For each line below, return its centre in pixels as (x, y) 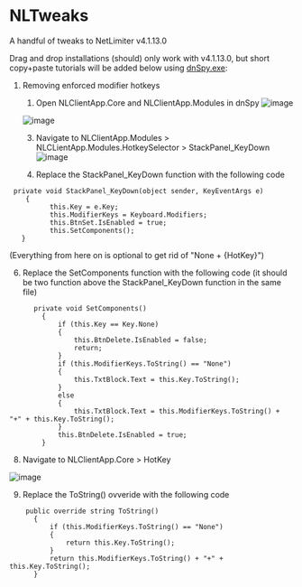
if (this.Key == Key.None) (108, 324)
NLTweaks (49, 16)
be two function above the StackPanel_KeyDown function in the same (152, 282)
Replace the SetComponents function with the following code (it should (155, 273)
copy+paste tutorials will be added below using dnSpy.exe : (119, 68)
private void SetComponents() (90, 308)
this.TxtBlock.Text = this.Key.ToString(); (157, 379)
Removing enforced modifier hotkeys (91, 85)
